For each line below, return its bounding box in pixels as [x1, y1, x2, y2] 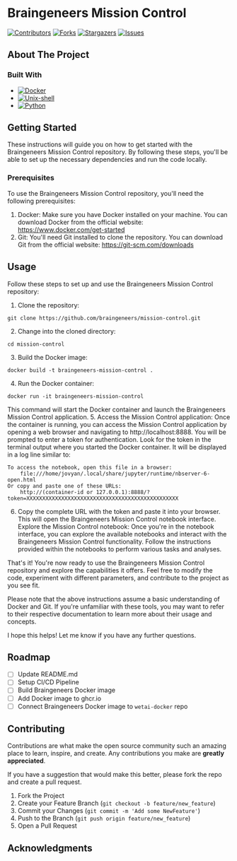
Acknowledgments [7, 842, 93, 854]
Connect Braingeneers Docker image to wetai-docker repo [17, 702, 188, 710]
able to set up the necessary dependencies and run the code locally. [7, 156, 207, 164]
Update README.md [17, 670, 78, 679]
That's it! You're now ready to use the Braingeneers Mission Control [7, 558, 205, 567]
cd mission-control [7, 341, 65, 348]
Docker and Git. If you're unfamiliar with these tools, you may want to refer [7, 602, 224, 611]
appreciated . [7, 756, 46, 765]
